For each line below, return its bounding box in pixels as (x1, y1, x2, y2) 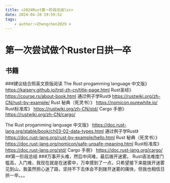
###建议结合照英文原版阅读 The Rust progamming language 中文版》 (5, 81, 150, 87)
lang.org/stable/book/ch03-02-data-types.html (5, 128, 104, 134)
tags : (5, 17, 17, 22)
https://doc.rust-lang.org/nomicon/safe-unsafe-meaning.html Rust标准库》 (5, 141, 162, 147)
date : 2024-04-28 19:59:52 (5, 12, 62, 17)
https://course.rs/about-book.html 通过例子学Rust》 (5, 93, 111, 99)
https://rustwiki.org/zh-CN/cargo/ (5, 111, 76, 117)
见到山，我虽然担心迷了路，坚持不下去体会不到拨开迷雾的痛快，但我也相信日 (5, 166, 165, 172)
